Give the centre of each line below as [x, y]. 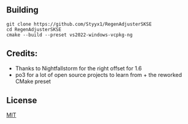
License [22, 100]
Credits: [22, 53]
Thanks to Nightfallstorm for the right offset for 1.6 [78, 68]
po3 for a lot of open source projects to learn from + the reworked [99, 75]
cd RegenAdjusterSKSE [34, 29]
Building [22, 10]
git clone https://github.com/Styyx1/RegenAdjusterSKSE [79, 24]
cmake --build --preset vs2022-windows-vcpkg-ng [70, 35]
